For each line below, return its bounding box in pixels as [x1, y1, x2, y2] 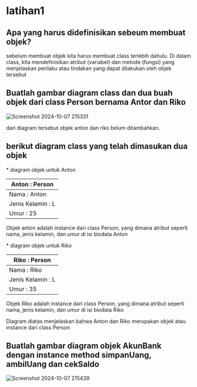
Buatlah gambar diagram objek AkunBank [6, 341, 162, 351]
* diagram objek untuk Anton [6, 166, 76, 173]
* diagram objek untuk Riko [6, 242, 72, 249]
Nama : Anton [9, 190, 47, 198]
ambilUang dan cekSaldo [6, 359, 100, 369]
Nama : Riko [9, 266, 42, 274]
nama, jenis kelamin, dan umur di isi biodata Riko [6, 306, 124, 313]
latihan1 [6, 4, 45, 18]
